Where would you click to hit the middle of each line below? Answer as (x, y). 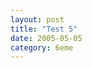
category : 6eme (42, 47)
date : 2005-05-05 (46, 38)
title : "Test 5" (44, 29)
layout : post (37, 19)
